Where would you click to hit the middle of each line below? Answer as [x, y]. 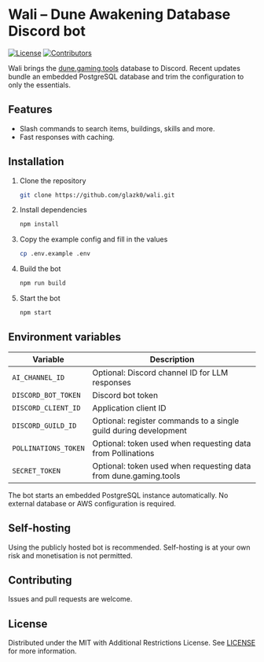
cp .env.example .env [55, 254]
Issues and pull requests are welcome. [70, 599]
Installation [36, 162]
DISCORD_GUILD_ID [44, 425]
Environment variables [65, 337]
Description [172, 359]
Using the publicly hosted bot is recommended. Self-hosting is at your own [129, 547]
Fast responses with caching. [67, 137]
